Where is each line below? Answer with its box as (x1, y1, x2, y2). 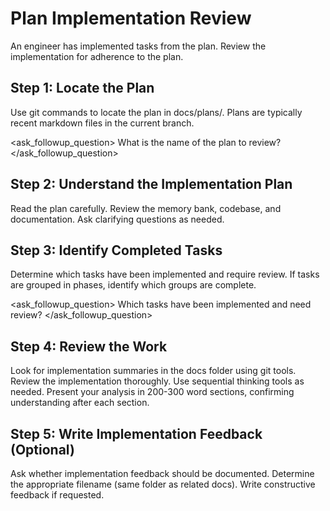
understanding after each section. (10, 397, 150, 409)
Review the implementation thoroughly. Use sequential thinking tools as (10, 375, 305, 387)
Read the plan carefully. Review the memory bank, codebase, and (10, 202, 282, 214)
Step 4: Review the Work (10, 338, 168, 355)
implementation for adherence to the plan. (10, 50, 184, 62)
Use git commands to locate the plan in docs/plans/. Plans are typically (10, 106, 303, 118)
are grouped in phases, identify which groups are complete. (10, 279, 257, 291)
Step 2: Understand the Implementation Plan (10, 176, 293, 193)
